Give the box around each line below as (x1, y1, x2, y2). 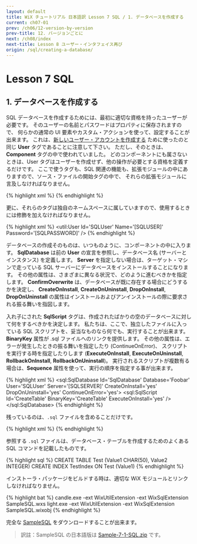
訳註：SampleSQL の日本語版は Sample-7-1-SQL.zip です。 (20, 531, 164, 538)
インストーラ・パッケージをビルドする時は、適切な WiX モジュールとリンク (6, 475, 189, 482)
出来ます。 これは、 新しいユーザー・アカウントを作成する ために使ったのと (6, 136, 189, 143)
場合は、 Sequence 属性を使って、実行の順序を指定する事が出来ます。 (6, 364, 176, 371)
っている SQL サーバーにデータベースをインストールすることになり (21, 263, 183, 271)
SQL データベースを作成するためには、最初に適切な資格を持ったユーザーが (6, 114, 188, 121)
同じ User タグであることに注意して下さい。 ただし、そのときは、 (6, 143, 166, 150)
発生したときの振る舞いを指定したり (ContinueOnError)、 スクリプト (21, 342, 188, 349)
